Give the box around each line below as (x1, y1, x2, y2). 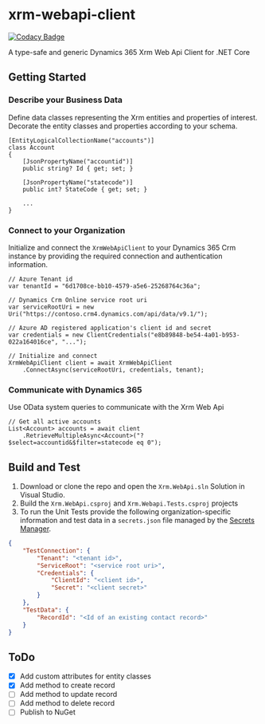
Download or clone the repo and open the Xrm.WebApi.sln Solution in (19, 482, 245, 491)
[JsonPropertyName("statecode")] (22, 178, 134, 187)
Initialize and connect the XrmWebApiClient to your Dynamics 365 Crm (8, 242, 236, 252)
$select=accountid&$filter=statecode (8, 439, 134, 447)
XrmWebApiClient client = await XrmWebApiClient (8, 359, 173, 367)
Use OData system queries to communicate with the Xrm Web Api (8, 403, 224, 412)
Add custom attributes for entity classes (19, 671, 151, 681)
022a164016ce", (8, 337, 59, 346)
